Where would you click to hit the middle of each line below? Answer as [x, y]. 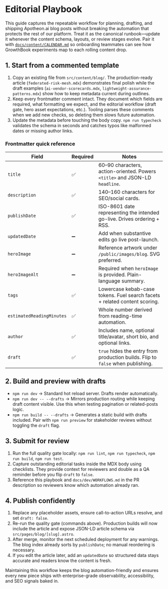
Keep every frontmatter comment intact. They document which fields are [87, 99]
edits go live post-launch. [128, 240]
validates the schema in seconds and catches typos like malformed [82, 125]
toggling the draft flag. [36, 425]
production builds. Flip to [127, 358]
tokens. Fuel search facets [129, 296]
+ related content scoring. [128, 302]
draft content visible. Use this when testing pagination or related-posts [85, 404]
